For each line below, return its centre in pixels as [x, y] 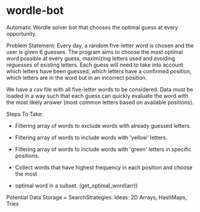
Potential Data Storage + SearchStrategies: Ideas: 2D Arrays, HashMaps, [97, 197]
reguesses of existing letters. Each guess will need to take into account [95, 65]
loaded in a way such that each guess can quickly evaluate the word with [97, 96]
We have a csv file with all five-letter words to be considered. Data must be [100, 89]
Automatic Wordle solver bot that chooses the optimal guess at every [92, 27]
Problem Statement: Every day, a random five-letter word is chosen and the [100, 45]
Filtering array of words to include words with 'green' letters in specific [103, 149]
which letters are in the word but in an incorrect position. [77, 78]
